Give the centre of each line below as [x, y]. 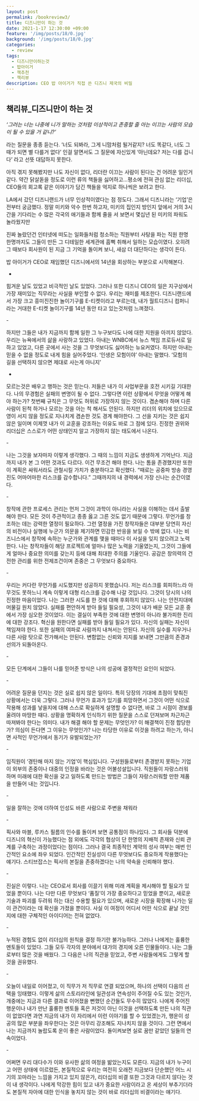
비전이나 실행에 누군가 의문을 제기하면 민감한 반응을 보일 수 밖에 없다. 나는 [98, 531]
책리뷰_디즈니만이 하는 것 [50, 109]
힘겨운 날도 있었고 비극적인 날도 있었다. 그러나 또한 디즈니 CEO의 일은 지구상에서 [99, 286]
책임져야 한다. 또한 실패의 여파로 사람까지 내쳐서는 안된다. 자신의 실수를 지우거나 [99, 629]
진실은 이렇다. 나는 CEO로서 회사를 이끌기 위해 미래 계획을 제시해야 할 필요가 [94, 885]
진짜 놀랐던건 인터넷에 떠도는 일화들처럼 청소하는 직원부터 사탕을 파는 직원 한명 [97, 234]
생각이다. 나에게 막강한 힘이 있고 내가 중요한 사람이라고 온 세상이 [93, 1084]
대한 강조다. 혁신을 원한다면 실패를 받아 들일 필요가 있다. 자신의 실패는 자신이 [101, 622]
